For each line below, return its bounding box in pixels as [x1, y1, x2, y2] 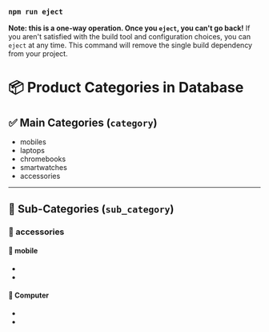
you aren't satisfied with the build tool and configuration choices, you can [8, 32, 251, 42]
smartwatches [19, 163, 68, 172]
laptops [19, 146, 46, 156]
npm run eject [8, 7, 63, 16]
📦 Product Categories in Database [8, 79, 244, 97]
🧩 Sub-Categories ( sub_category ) [8, 202, 175, 216]
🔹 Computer [8, 290, 50, 300]
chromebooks [19, 154, 66, 164]
